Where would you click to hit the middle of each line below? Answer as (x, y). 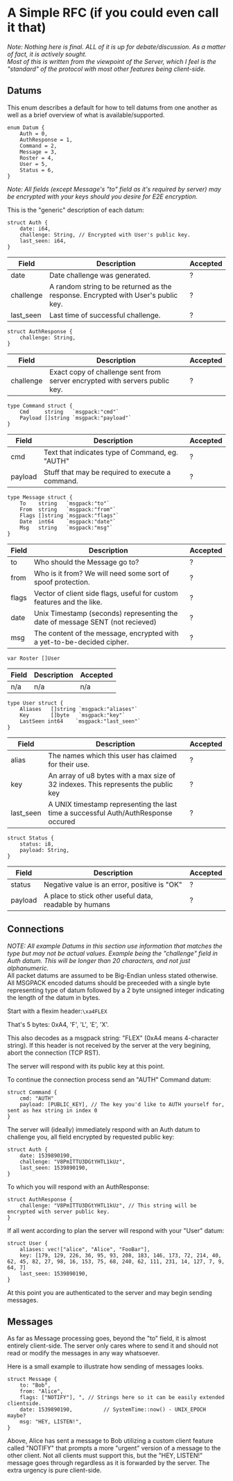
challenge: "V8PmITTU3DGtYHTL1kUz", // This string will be (108, 1205)
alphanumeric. (28, 968)
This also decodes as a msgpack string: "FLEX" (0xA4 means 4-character (113, 1038)
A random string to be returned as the (111, 286)
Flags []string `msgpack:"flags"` (69, 515)
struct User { (28, 1243)
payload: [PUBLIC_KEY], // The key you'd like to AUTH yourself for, (122, 1104)
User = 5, (34, 164)
